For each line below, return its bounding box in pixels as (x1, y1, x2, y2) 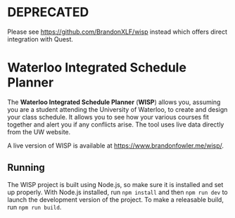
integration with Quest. (7, 34, 74, 43)
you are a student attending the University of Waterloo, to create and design (7, 105, 228, 113)
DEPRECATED (7, 4, 89, 20)
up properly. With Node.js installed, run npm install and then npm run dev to (7, 188, 229, 196)
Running (7, 162, 46, 174)
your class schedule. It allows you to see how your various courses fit (7, 113, 210, 121)
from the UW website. (7, 127, 71, 136)
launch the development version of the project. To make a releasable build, (7, 195, 224, 204)
